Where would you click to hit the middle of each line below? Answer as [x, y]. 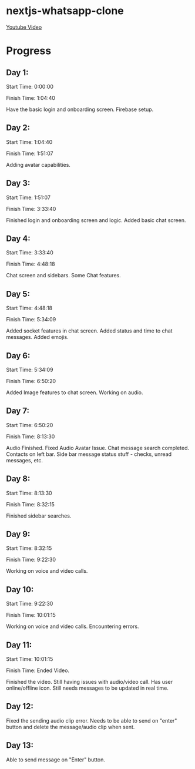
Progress [29, 51]
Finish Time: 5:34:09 [31, 320]
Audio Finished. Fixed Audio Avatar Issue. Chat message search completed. [98, 448]
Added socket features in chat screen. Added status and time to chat [89, 331]
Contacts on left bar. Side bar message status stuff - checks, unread [89, 454]
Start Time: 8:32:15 [29, 548]
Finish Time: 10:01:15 [31, 615]
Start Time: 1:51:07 [28, 197]
